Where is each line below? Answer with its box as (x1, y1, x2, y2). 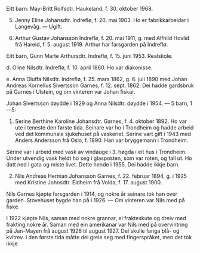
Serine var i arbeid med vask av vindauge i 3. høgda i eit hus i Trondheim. (6, 149, 187, 155)
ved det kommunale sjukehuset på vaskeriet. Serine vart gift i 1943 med (14, 131, 191, 137)
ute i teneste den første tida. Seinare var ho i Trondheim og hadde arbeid (14, 124, 194, 131)
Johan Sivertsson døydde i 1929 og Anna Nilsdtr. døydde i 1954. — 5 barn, (6, 100, 189, 107)
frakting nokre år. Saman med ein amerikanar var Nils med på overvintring (6, 221, 188, 228)
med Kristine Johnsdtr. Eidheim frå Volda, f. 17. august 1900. (14, 179, 162, 186)
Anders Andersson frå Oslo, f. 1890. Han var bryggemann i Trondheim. (14, 137, 189, 144)
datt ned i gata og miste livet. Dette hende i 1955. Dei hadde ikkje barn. (6, 161, 180, 168)
